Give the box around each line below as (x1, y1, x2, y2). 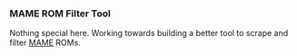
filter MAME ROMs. (9, 37, 82, 48)
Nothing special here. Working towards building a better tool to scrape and (9, 28, 289, 39)
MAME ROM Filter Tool (9, 7, 111, 20)
